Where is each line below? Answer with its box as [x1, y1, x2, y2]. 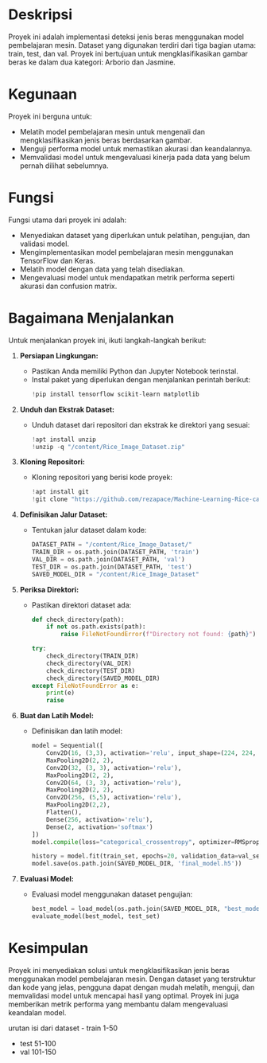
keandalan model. [8, 1007, 67, 1017]
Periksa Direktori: [19, 584, 79, 594]
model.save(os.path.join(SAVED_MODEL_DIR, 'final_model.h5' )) [31, 860, 242, 868]
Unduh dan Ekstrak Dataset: [19, 404, 115, 414]
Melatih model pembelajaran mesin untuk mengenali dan [19, 127, 205, 136]
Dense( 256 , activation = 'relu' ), [46, 815, 153, 823]
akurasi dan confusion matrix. [19, 281, 118, 291]
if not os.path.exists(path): [46, 623, 146, 631]
